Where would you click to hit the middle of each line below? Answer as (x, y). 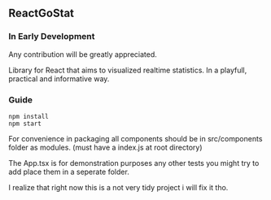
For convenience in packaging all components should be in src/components (135, 138)
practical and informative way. (59, 78)
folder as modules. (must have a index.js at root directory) (105, 147)
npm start (25, 124)
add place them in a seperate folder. (69, 172)
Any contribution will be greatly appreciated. (83, 54)
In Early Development (52, 37)
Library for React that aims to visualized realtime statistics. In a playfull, (128, 70)
